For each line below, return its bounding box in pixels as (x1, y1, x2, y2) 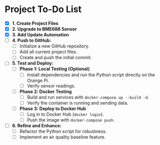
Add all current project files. (19, 49, 77, 55)
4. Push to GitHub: (12, 37, 51, 43)
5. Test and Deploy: (12, 60, 54, 66)
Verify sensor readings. (27, 82, 76, 89)
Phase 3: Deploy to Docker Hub (19, 105, 87, 112)
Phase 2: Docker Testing (19, 88, 72, 94)
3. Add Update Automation (12, 32, 69, 38)
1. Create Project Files (12, 20, 59, 26)
